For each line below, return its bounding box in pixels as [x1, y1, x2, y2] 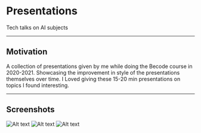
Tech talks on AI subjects [6, 24, 68, 31]
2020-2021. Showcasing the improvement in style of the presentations [6, 69, 180, 76]
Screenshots [6, 104, 55, 115]
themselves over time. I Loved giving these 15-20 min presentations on [6, 75, 181, 82]
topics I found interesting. [6, 82, 69, 89]
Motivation [6, 47, 48, 57]
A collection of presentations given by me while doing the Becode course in [6, 63, 193, 70]
